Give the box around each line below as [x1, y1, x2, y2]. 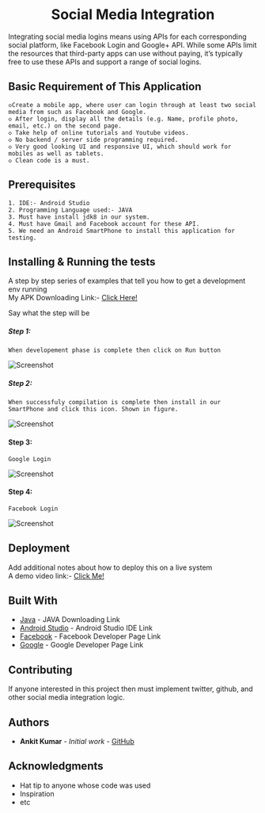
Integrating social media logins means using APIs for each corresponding [8, 32, 247, 41]
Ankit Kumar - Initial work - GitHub [19, 736, 134, 746]
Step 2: [8, 378, 33, 387]
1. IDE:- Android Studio [8, 199, 90, 207]
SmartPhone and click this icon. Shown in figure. [8, 406, 179, 414]
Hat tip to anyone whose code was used [19, 781, 151, 790]
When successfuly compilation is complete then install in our [8, 399, 221, 406]
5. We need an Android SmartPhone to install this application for [8, 227, 236, 235]
